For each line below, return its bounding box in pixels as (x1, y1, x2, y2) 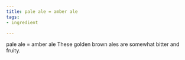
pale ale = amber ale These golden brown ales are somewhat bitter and (6, 41, 180, 48)
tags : (6, 14, 20, 20)
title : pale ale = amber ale (6, 8, 78, 15)
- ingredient (6, 19, 38, 25)
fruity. (6, 47, 21, 54)
